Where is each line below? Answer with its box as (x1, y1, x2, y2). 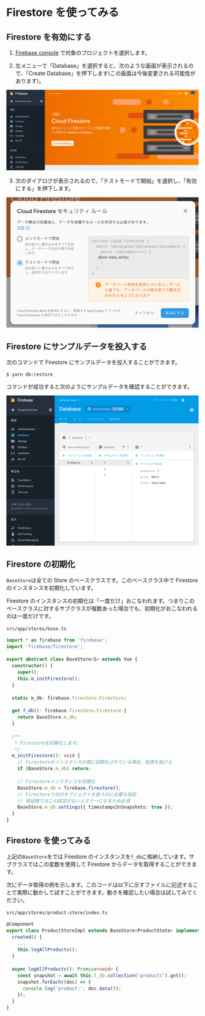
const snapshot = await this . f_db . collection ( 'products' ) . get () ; (17, 972, 187, 979)
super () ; (17, 669, 40, 676)
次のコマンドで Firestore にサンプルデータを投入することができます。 (6, 359, 181, 366)
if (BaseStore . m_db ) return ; (17, 766, 92, 772)
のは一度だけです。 (6, 612, 54, 620)
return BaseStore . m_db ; (17, 714, 78, 720)
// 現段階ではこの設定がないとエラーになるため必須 (17, 798, 130, 804)
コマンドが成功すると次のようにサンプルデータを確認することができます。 (6, 383, 193, 390)
